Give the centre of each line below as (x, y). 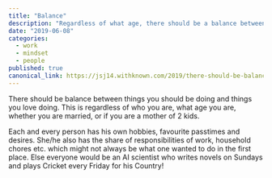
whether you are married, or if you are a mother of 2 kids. (104, 116)
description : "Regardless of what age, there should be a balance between (137, 23)
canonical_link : (36, 76)
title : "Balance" (38, 16)
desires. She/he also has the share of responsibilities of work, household (130, 140)
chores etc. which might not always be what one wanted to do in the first (130, 148)
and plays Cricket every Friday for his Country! (86, 165)
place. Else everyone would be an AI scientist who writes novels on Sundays (136, 157)
